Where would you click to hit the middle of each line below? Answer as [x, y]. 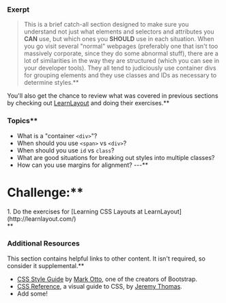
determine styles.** [51, 83]
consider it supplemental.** [46, 265]
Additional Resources [43, 243]
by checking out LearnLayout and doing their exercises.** [88, 103]
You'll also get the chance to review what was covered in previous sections [113, 96]
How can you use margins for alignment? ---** [83, 165]
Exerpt [18, 10]
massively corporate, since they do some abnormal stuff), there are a [121, 53]
